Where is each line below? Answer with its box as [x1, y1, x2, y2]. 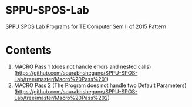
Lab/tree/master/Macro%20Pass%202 [14, 94, 108, 101]
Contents [5, 44, 52, 57]
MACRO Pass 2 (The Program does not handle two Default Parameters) [14, 82, 187, 89]
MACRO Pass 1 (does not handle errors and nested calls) [14, 63, 151, 70]
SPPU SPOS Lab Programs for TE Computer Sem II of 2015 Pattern [5, 23, 167, 30]
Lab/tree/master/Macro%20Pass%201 [14, 75, 107, 82]
